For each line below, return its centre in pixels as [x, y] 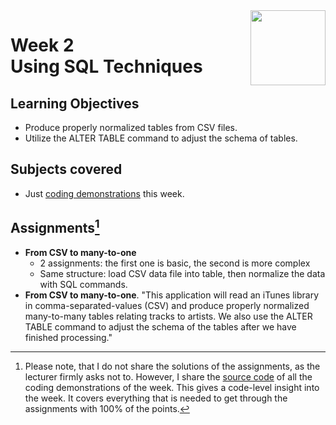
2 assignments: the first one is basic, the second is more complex [175, 263]
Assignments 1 [55, 227]
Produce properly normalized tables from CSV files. [131, 127]
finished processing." [68, 337]
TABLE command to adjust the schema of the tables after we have [160, 326]
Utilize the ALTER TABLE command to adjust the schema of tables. [161, 138]
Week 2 [42, 45]
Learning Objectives [75, 103]
